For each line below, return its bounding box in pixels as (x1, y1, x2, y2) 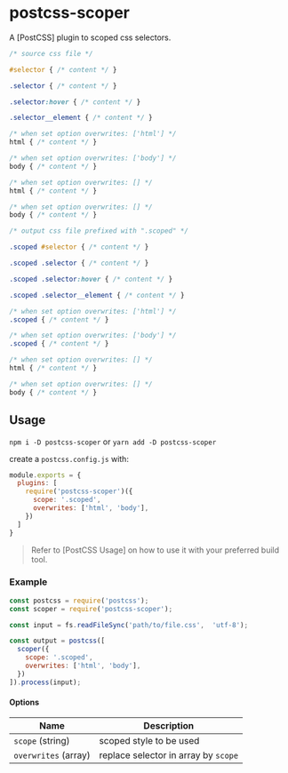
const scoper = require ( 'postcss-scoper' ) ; (9, 604, 173, 613)
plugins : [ (17, 479, 58, 488)
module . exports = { (9, 470, 82, 480)
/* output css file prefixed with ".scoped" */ (9, 227, 189, 235)
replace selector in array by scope (99, 749, 238, 761)
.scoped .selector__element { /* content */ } (9, 291, 185, 299)
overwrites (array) (13, 749, 91, 761)
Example (9, 576, 48, 588)
